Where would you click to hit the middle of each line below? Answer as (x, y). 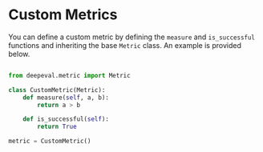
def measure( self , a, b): (66, 98)
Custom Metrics (63, 15)
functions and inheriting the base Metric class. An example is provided (125, 45)
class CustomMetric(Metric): (57, 90)
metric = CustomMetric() (50, 142)
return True (57, 127)
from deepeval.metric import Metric (69, 75)
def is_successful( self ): (66, 119)
